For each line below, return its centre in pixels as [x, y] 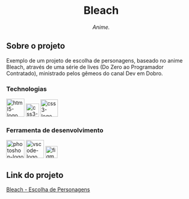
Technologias [26, 89]
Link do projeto [35, 175]
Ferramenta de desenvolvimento [55, 130]
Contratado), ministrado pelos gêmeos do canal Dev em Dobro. [85, 73]
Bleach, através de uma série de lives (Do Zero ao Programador [85, 67]
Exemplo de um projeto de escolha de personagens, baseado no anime [94, 60]
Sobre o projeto [36, 46]
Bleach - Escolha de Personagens [48, 189]
